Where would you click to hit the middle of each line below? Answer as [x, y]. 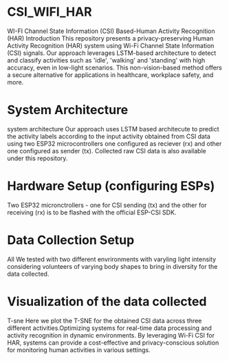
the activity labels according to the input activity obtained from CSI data [109, 136]
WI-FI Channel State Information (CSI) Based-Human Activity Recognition [111, 31]
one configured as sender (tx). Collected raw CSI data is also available [107, 151]
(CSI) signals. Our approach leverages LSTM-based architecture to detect [112, 53]
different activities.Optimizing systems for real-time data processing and [109, 328]
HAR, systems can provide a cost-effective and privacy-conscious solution [113, 342]
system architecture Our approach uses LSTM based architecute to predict [113, 129]
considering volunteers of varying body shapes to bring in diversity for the [112, 266]
